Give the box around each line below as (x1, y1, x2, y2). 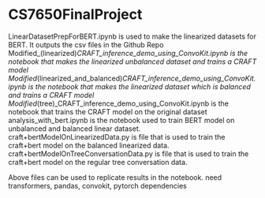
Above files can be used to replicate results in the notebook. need (8, 172, 222, 182)
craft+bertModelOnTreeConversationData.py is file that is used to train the (8, 148, 249, 159)
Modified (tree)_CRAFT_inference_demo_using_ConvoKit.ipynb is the (8, 99, 229, 108)
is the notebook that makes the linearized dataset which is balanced (28, 81, 251, 92)
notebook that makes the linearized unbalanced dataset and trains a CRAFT (8, 57, 257, 66)
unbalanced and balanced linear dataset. (8, 124, 141, 133)
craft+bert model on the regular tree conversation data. (8, 157, 188, 166)
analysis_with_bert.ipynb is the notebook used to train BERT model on (8, 115, 235, 125)
